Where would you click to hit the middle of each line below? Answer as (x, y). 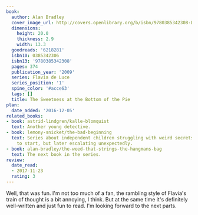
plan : (13, 105)
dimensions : (26, 28)
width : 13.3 (31, 45)
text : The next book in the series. (56, 154)
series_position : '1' (38, 83)
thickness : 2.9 (35, 39)
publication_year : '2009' (43, 72)
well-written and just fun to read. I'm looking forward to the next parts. (91, 206)
